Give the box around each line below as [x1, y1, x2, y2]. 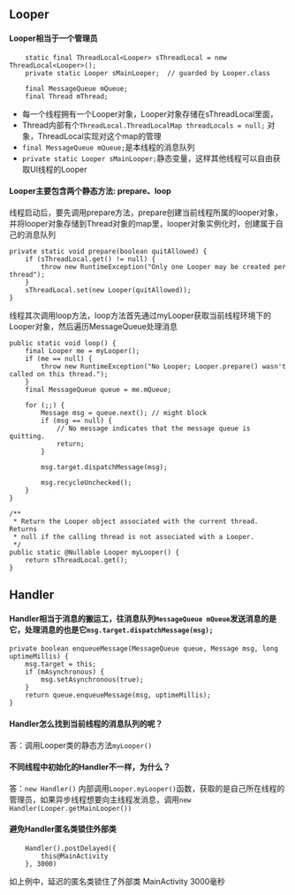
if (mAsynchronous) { [25, 667, 104, 676]
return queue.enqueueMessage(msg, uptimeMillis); [25, 691, 212, 700]
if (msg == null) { [41, 416, 113, 425]
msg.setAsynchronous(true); [41, 675, 144, 684]
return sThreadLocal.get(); [25, 555, 128, 565]
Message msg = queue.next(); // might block [41, 408, 208, 417]
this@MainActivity [41, 852, 109, 860]
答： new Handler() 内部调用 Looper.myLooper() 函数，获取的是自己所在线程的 [9, 783, 285, 793]
